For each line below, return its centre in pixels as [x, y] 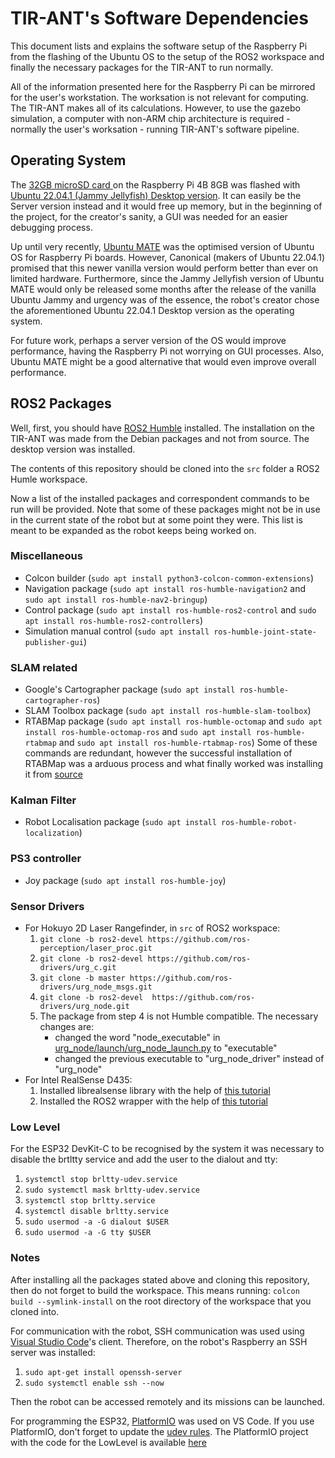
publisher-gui [54, 642]
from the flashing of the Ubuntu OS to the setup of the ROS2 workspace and [167, 56]
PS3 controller [46, 859]
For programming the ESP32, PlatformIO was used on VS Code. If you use [162, 1421]
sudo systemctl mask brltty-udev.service [112, 1190]
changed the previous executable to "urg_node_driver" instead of [189, 1059]
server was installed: [53, 1352]
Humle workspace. [49, 479]
